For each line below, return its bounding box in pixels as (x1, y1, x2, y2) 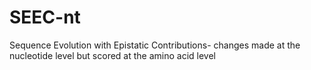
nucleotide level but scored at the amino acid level (9, 49, 217, 61)
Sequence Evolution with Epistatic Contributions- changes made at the (9, 39, 301, 51)
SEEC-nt (9, 6, 81, 29)
